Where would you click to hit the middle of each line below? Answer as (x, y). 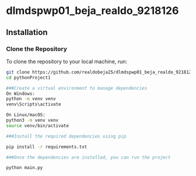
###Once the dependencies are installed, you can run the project (88, 157)
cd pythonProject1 (28, 78)
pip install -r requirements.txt (47, 147)
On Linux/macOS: (26, 115)
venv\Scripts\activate (34, 104)
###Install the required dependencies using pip (66, 136)
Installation (27, 32)
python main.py (24, 168)
